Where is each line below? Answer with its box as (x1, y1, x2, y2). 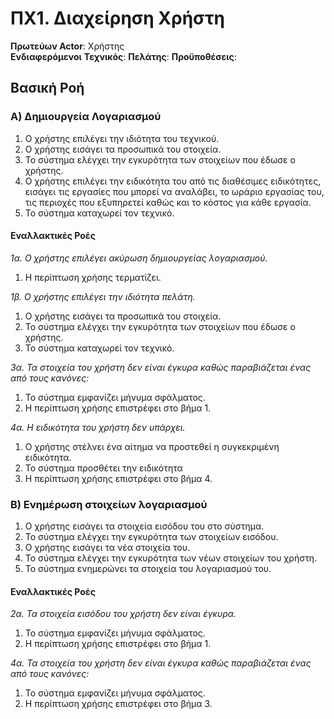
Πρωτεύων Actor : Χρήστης (10, 40, 125, 52)
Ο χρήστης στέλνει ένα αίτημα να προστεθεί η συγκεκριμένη (24, 440, 280, 452)
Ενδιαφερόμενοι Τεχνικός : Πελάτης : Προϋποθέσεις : (10, 50, 237, 62)
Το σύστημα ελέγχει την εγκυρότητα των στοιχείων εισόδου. (24, 531, 279, 543)
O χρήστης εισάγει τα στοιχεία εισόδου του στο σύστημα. (24, 520, 265, 532)
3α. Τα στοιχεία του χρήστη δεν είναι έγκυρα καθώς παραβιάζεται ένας (10, 361, 312, 373)
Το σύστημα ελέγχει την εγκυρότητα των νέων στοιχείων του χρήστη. (24, 552, 318, 564)
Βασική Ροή (10, 80, 85, 97)
